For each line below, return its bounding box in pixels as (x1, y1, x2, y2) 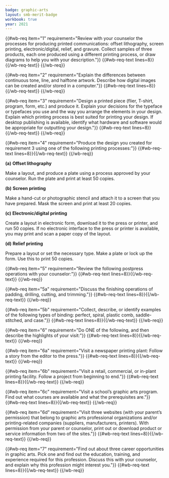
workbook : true (5, 17, 37, 22)
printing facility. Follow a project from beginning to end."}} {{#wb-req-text (5, 373, 159, 379)
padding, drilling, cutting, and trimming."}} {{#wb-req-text (5, 292, 126, 298)
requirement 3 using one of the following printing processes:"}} (5, 145, 137, 152)
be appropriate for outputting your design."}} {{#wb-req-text (5, 125, 131, 131)
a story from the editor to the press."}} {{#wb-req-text (5, 353, 118, 359)
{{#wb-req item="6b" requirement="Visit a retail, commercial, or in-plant (5, 368, 156, 374)
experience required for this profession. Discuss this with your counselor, (5, 457, 157, 463)
